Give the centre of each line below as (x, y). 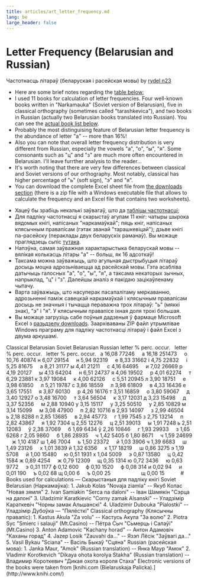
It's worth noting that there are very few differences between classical (100, 168)
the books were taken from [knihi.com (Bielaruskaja (69, 568)
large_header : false (32, 22)
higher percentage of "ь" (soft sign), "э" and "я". (74, 180)
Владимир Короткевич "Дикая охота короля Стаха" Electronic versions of (98, 561)
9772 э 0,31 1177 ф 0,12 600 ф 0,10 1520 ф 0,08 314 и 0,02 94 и (94, 467)
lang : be (17, 17)
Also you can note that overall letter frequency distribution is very (94, 142)
